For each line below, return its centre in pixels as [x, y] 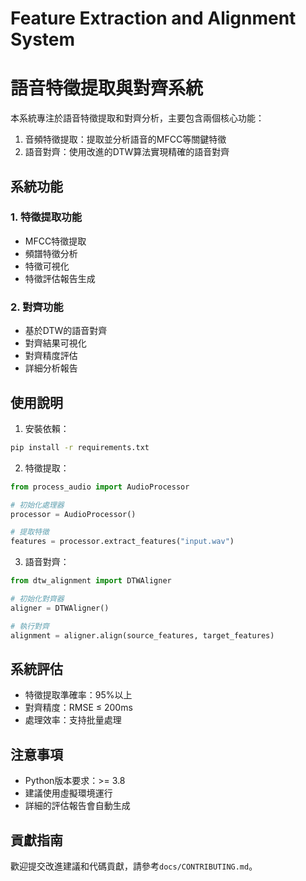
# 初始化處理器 [37, 505]
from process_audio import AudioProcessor [100, 487]
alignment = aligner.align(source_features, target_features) [142, 635]
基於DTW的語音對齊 [66, 331]
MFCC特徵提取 [55, 241]
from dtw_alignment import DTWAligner [91, 581]
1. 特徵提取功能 [46, 217]
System [43, 39]
